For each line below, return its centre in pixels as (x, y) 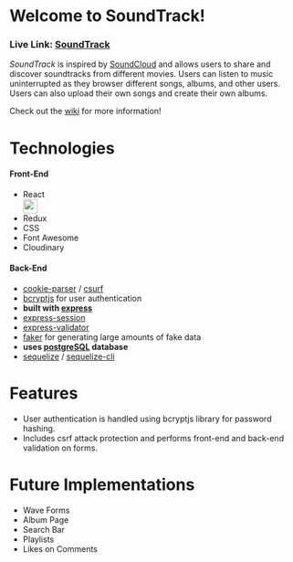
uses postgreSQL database (75, 347)
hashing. (39, 429)
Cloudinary (43, 247)
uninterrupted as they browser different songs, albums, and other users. (145, 84)
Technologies (63, 148)
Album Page (46, 520)
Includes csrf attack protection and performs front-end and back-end (153, 439)
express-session (54, 318)
